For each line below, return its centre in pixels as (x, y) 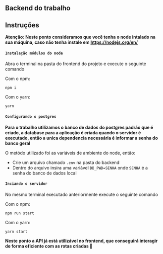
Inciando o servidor (27, 184)
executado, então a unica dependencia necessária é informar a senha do (81, 138)
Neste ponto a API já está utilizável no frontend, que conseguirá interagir (81, 241)
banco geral (18, 143)
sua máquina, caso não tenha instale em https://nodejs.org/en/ (71, 42)
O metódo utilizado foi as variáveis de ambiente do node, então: (70, 153)
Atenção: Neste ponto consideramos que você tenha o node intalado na (81, 37)
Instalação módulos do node (34, 53)
